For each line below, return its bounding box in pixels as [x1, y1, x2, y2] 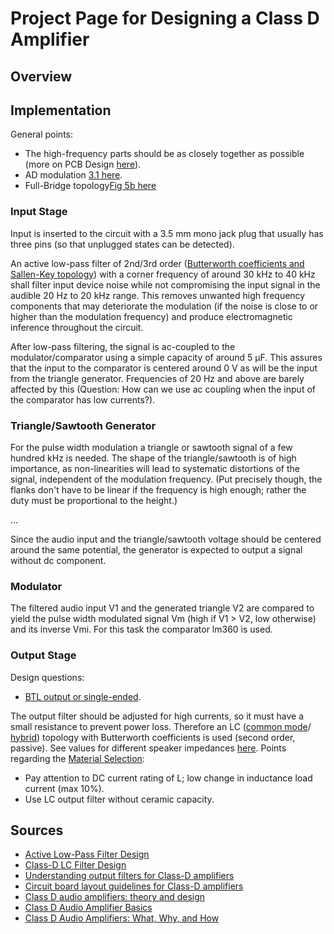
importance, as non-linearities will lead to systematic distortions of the [10, 462, 300, 474]
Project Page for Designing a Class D [10, 7, 320, 30]
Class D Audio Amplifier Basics [24, 902, 153, 914]
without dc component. [10, 554, 107, 566]
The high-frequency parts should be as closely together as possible [24, 148, 305, 160]
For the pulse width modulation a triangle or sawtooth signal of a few [10, 441, 293, 453]
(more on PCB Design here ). [24, 158, 142, 171]
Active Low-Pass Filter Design [24, 848, 150, 861]
